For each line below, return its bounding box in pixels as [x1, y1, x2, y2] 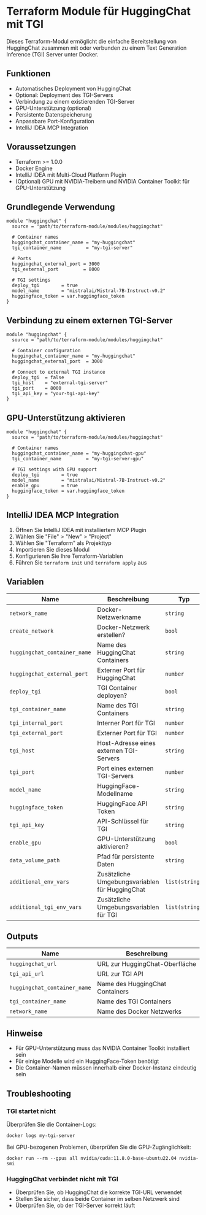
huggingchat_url [9, 960, 57, 968]
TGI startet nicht [6, 1106, 56, 1115]
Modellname [97, 789, 133, 798]
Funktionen [6, 69, 51, 79]
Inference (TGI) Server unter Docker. [6, 50, 99, 58]
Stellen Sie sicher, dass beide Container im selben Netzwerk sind [15, 1195, 180, 1203]
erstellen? [97, 630, 126, 639]
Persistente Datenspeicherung [15, 110, 92, 118]
